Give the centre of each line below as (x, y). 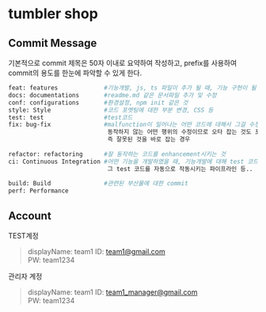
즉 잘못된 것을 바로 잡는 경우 (149, 139)
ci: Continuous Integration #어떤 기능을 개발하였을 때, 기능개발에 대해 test (126, 162)
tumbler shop (53, 14)
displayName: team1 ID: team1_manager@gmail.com (112, 292)
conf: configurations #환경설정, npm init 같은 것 (98, 103)
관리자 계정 (25, 276)
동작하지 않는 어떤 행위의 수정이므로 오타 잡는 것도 (179, 132)
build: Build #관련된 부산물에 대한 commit (98, 184)
